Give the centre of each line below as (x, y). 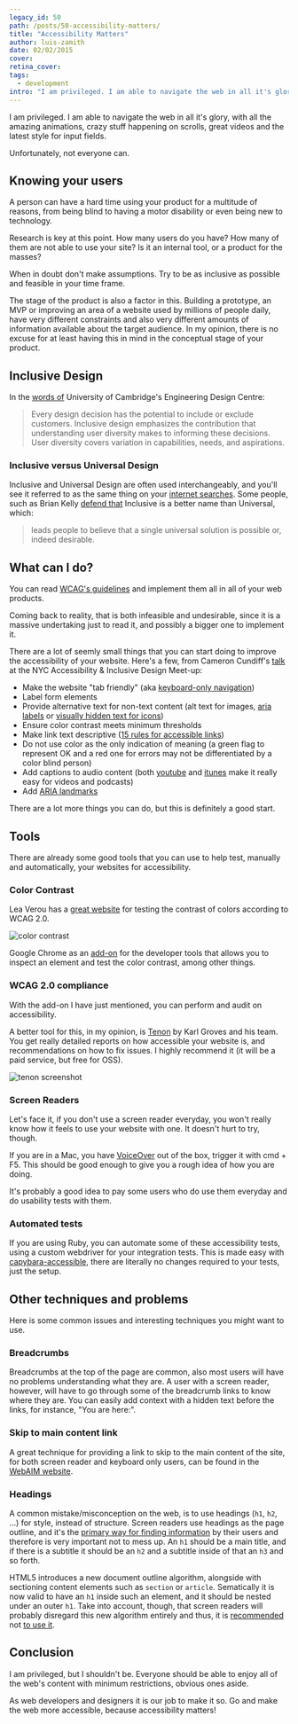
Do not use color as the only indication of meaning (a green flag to (143, 744)
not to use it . (32, 1625)
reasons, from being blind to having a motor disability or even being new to (146, 212)
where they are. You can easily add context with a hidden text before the (142, 1400)
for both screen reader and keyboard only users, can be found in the (134, 1461)
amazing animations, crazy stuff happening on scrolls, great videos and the (147, 126)
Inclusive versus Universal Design (84, 466)
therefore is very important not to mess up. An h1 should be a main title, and (148, 1541)
